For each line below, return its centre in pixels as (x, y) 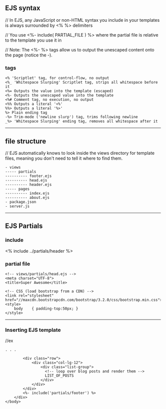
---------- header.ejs (28, 184)
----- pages (17, 189)
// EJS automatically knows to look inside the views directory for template (80, 153)
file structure (26, 141)
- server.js (17, 206)
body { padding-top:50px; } (46, 309)
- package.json (21, 202)
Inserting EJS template (33, 330)
